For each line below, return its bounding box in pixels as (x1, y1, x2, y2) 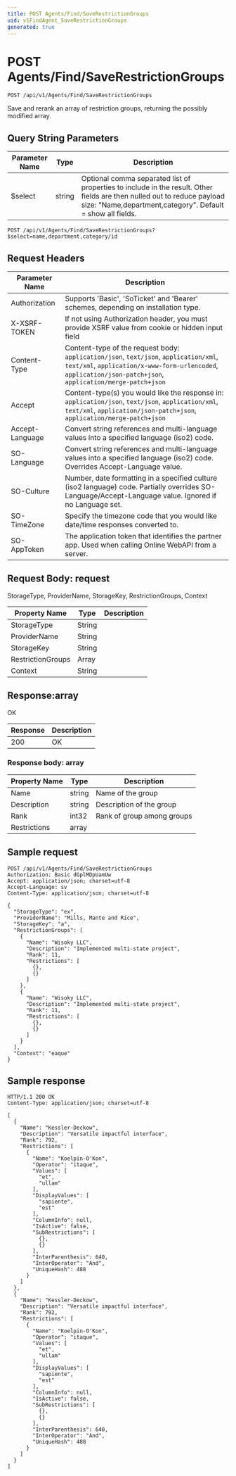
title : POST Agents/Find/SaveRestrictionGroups (7, 10, 150, 18)
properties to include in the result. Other (81, 182, 213, 192)
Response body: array (7, 758, 84, 768)
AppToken (11, 544, 44, 554)
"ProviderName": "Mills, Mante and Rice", (13, 914, 140, 921)
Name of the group (96, 788, 158, 797)
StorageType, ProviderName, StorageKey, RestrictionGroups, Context (7, 591, 208, 600)
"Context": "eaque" (13, 1049, 71, 1056)
